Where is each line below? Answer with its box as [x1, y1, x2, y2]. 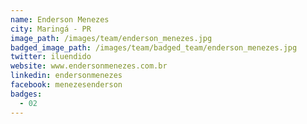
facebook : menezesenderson [10, 80, 123, 90]
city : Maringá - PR [10, 24, 92, 34]
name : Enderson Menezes [10, 14, 110, 25]
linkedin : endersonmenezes [10, 71, 123, 81]
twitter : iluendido [10, 52, 92, 62]
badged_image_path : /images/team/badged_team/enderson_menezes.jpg [10, 42, 298, 53]
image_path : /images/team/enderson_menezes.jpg [10, 33, 213, 43]
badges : [10, 89, 43, 99]
